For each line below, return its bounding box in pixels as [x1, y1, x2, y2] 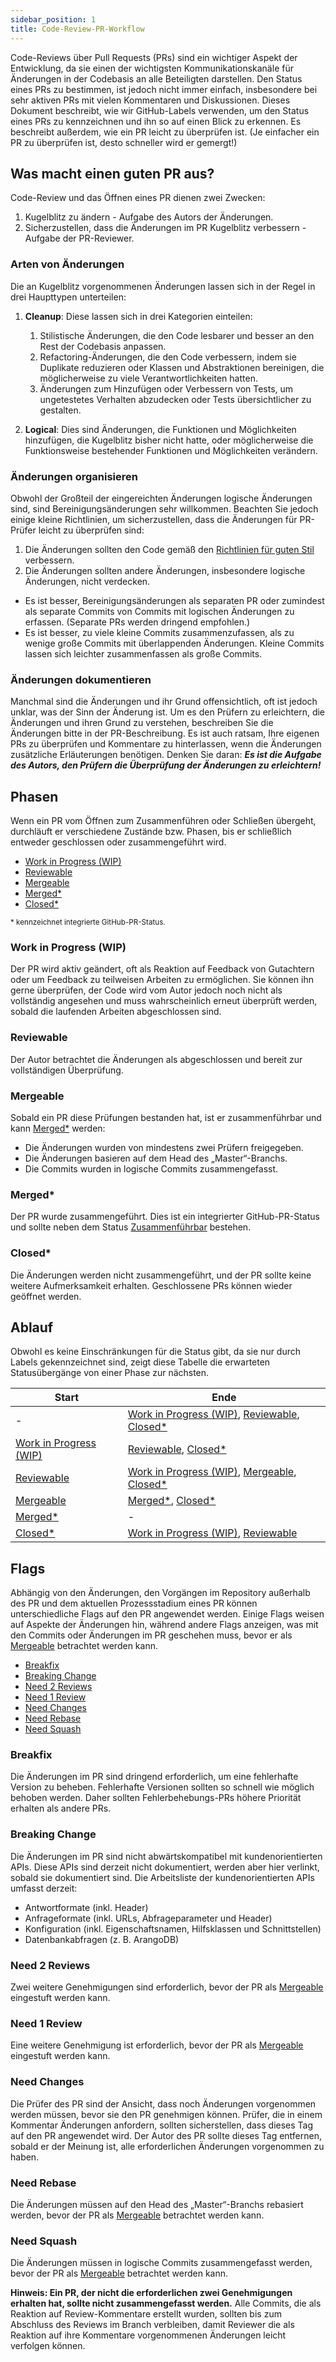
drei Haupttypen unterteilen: [10, 291, 127, 303]
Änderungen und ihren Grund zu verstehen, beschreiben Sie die [10, 717, 274, 729]
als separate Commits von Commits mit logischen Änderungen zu [24, 605, 295, 617]
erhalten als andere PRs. [10, 1802, 112, 1815]
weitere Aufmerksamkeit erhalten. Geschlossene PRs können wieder [10, 1279, 293, 1291]
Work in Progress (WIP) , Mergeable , [127, 1465, 297, 1479]
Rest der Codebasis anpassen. [39, 340, 167, 352]
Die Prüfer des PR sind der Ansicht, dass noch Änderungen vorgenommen [10, 2097, 317, 2110]
